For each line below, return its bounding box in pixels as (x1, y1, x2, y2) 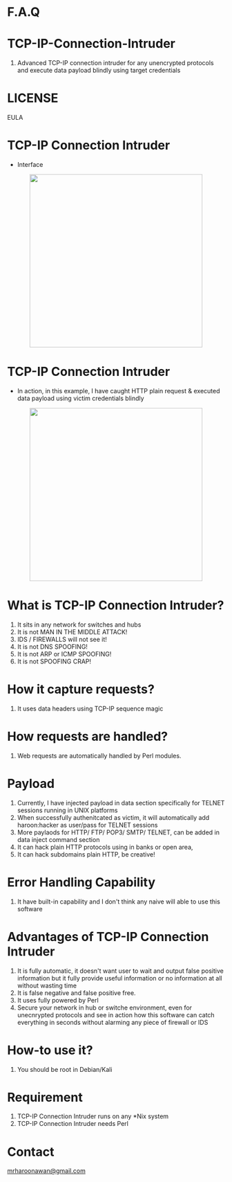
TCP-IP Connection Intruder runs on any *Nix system (17, 1112, 169, 1120)
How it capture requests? (7, 681, 155, 697)
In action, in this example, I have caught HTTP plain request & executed (17, 386, 220, 395)
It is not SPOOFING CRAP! (17, 657, 92, 665)
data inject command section (17, 835, 100, 843)
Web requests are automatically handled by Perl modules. (17, 751, 182, 760)
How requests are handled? (7, 728, 168, 744)
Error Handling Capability (7, 874, 156, 890)
